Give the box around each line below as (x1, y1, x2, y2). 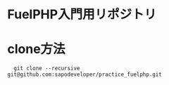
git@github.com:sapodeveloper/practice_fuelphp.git (7, 71, 162, 78)
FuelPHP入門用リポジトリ (7, 6, 157, 22)
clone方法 (7, 41, 65, 57)
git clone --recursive (13, 65, 80, 72)
